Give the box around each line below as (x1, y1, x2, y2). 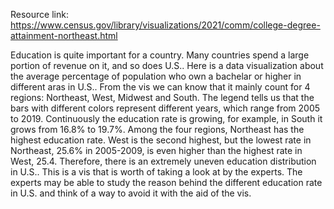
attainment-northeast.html (10, 30, 118, 41)
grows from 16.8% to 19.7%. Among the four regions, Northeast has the (10, 124, 305, 135)
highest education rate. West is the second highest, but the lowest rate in (10, 134, 312, 146)
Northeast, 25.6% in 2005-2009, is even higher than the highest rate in (10, 145, 303, 156)
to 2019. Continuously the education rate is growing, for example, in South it (10, 113, 323, 124)
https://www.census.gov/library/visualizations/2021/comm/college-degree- (10, 19, 321, 31)
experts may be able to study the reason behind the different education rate (10, 177, 323, 188)
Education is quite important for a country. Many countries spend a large (10, 49, 310, 61)
